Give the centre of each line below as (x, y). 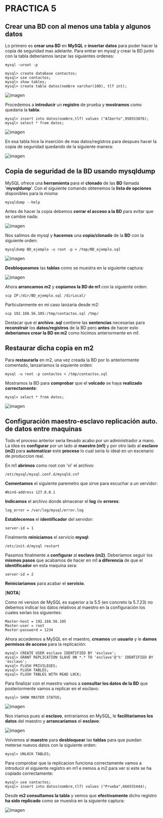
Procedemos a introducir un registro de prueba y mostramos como (73, 105)
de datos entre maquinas (44, 429)
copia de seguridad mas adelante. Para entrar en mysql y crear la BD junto (80, 51)
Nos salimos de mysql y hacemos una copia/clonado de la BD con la (74, 235)
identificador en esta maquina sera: (41, 566)
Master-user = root (25, 626)
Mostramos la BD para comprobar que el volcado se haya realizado (74, 383)
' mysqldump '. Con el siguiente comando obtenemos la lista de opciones (78, 188)
